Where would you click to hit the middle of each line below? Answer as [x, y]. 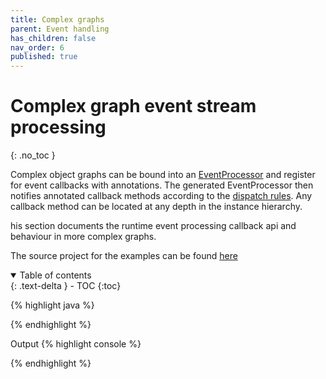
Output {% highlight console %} [76, 344]
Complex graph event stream [133, 106]
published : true [44, 57]
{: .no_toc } [33, 155]
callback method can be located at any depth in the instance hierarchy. [156, 207]
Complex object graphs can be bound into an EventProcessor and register [163, 175]
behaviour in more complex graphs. [83, 237]
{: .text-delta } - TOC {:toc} [66, 286]
